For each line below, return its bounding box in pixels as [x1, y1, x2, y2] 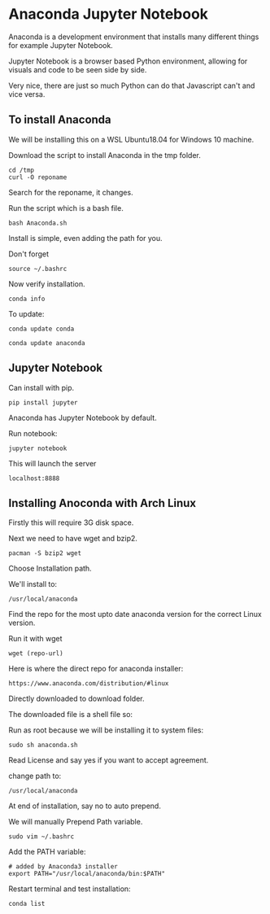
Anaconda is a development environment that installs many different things [8, 32, 259, 42]
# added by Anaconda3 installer [8, 863, 118, 871]
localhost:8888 [8, 474, 60, 483]
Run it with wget [8, 634, 63, 644]
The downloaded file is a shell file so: [8, 710, 133, 719]
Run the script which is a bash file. [8, 203, 124, 212]
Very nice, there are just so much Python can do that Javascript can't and [8, 81, 255, 90]
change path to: [8, 771, 62, 781]
